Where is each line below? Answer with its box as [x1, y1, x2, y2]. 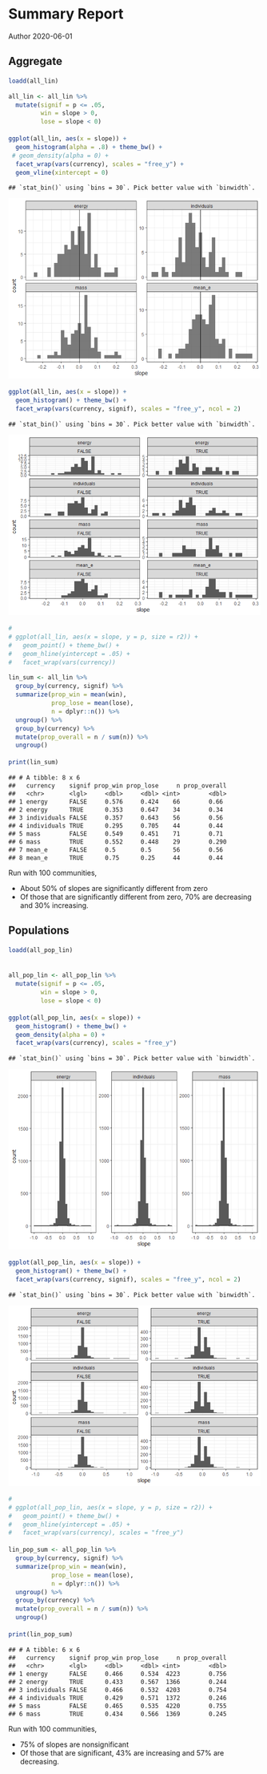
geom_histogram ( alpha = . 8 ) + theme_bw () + [15, 143, 162, 151]
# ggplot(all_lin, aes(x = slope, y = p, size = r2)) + [8, 633, 198, 641]
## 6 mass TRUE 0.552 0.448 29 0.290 [8, 838, 227, 846]
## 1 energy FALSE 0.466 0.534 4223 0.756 [8, 1670, 227, 1678]
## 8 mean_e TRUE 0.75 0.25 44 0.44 [8, 854, 224, 862]
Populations [8, 924, 70, 938]
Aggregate [8, 55, 62, 68]
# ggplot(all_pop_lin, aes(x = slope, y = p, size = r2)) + [8, 1503, 213, 1512]
